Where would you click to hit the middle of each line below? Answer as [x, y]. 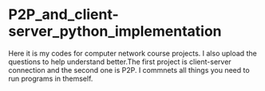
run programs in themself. [51, 78]
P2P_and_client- [64, 15]
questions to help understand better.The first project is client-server [120, 62]
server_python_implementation [115, 31]
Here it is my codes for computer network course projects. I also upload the [132, 53]
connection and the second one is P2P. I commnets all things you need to [129, 70]
